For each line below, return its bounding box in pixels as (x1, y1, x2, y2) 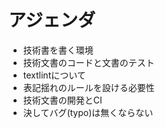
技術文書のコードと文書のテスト (22, 56, 155, 68)
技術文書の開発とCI (22, 94, 103, 106)
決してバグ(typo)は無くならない (22, 106, 154, 118)
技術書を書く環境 (22, 44, 94, 56)
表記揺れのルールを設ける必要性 (22, 81, 155, 93)
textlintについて (22, 69, 86, 81)
